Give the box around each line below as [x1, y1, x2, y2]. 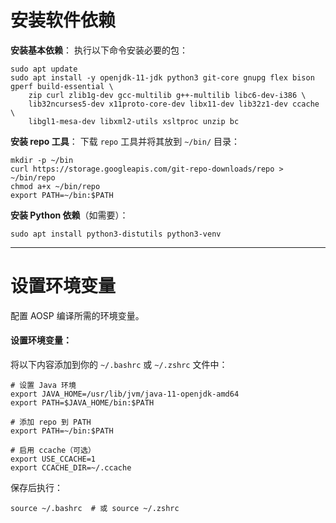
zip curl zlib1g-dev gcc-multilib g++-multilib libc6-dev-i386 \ [28, 90, 307, 100]
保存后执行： [10, 482, 63, 494]
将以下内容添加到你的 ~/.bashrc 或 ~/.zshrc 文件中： [10, 359, 228, 371]
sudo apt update [10, 64, 78, 74]
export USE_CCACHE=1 [10, 454, 97, 465]
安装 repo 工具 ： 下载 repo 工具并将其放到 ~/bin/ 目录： [10, 135, 241, 147]
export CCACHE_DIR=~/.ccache [10, 463, 132, 473]
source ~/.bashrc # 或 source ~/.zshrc [10, 504, 180, 514]
